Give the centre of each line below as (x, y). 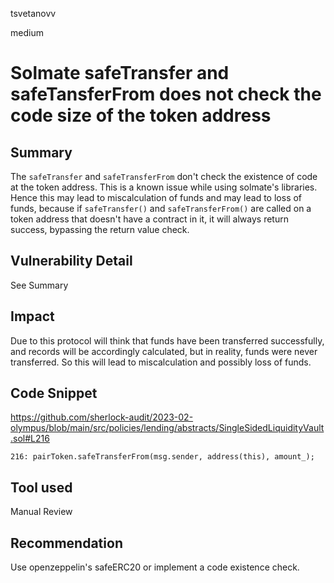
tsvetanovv (33, 13)
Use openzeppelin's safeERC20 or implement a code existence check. (155, 567)
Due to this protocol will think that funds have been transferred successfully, (167, 340)
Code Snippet (54, 393)
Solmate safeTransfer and (120, 73)
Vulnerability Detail (71, 261)
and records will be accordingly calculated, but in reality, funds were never (164, 351)
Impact (32, 316)
